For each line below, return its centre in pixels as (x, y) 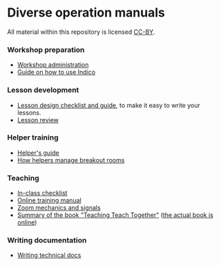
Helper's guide (38, 153)
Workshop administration (53, 65)
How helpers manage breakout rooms (71, 160)
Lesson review (38, 120)
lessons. (29, 113)
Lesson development (43, 90)
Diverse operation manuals (86, 13)
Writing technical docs (49, 255)
